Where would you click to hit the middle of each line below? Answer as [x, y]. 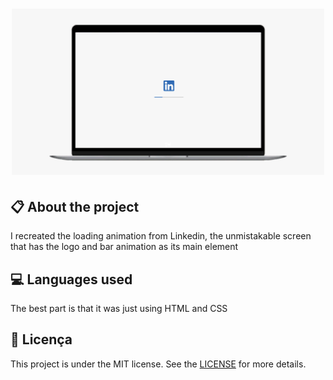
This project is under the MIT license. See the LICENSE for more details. [158, 364]
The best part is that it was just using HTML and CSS [119, 308]
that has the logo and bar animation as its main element [124, 247]
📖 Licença [41, 339]
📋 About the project [75, 206]
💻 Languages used [71, 279]
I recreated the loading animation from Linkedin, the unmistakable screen [161, 236]
